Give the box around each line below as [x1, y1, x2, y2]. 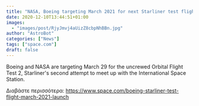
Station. [6, 75, 25, 82]
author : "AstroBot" [6, 31, 54, 37]
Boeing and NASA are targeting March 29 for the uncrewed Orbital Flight [6, 63, 184, 70]
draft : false [6, 47, 38, 53]
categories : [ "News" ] [6, 36, 60, 42]
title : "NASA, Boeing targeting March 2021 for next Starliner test [6, 8, 179, 15]
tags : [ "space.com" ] [6, 42, 57, 48]
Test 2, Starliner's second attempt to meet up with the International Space [6, 69, 187, 77]
